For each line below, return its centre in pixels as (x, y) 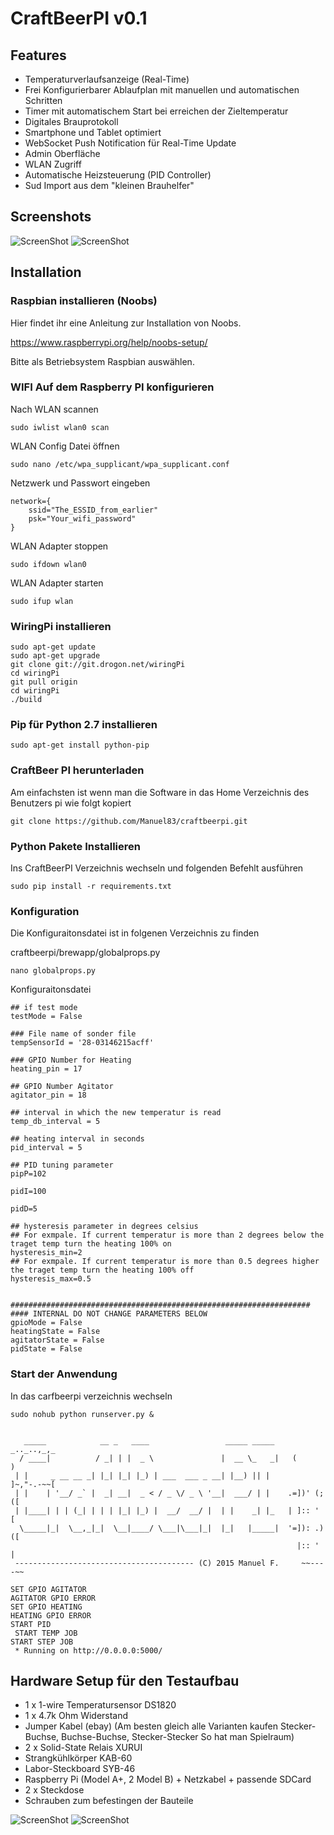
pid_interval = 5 (46, 1148)
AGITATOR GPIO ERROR (53, 1598)
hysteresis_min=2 (46, 1253)
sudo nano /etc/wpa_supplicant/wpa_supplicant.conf (120, 464)
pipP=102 (28, 1174)
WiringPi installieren (61, 626)
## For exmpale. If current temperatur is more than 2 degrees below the (167, 1235)
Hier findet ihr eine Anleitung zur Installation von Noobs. (126, 323)
